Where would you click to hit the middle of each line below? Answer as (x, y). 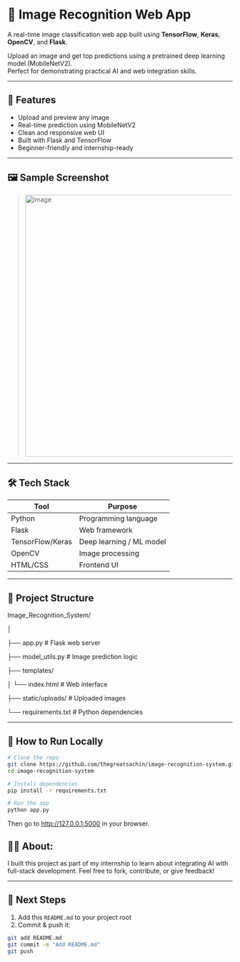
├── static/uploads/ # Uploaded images (67, 698)
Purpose (123, 506)
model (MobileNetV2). (40, 63)
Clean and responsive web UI (61, 132)
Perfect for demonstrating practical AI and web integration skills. (102, 71)
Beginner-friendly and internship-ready (75, 147)
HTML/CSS (30, 565)
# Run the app (29, 803)
